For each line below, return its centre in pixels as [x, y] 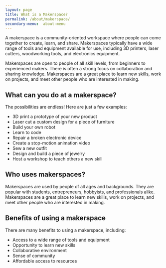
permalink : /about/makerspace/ [38, 19]
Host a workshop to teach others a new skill [57, 159]
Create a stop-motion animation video [51, 143]
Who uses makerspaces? [45, 175]
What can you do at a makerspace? [61, 95]
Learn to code [27, 133]
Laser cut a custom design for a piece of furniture [63, 122]
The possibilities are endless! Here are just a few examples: [66, 107]
